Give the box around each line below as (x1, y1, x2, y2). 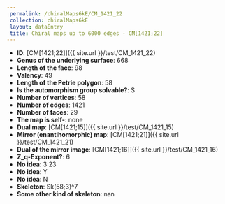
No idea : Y (16, 168, 48, 176)
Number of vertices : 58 (16, 94, 86, 102)
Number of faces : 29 (16, 108, 78, 117)
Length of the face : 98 (16, 64, 83, 72)
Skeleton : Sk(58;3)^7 (16, 182, 78, 191)
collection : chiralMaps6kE (9, 17, 89, 24)
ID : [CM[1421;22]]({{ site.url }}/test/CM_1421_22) (16, 49, 156, 57)
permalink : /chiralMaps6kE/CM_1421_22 (9, 10, 123, 17)
